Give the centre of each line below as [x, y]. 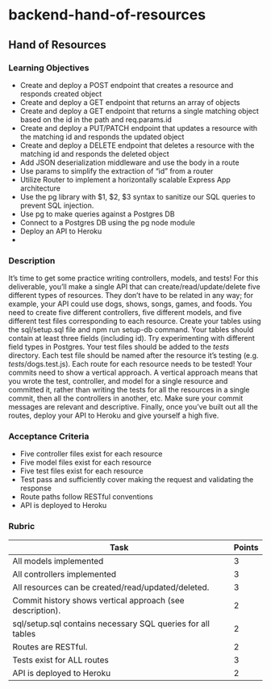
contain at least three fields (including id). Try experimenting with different [132, 338]
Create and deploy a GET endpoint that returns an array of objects [130, 102]
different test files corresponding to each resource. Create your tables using [135, 321]
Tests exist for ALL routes [60, 660]
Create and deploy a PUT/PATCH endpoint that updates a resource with [139, 128]
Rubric [22, 527]
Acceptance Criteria [49, 436]
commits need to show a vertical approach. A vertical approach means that [133, 372]
